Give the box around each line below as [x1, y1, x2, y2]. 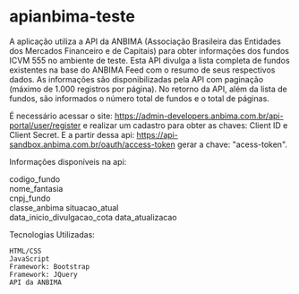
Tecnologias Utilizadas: [9, 229, 96, 239]
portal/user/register [9, 119, 81, 131]
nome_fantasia [9, 183, 64, 194]
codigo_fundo [9, 173, 61, 185]
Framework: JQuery [9, 270, 78, 279]
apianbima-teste [9, 6, 136, 27]
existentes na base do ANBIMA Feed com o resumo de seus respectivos [9, 65, 276, 75]
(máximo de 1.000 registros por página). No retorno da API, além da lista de [9, 83, 288, 94]
